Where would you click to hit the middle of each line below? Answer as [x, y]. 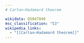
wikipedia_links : [23, 28]
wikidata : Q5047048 [25, 19]
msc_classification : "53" [32, 23]
